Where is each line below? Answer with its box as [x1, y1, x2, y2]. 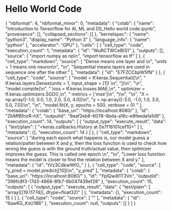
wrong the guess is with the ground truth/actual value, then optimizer [5, 145, 151, 151]
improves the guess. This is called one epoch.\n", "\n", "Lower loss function [5, 151, 165, 157]
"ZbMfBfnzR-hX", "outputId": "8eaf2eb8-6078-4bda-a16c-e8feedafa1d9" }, [5, 112, 166, 119]
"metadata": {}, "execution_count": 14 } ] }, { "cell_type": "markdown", [5, 129, 152, 135]
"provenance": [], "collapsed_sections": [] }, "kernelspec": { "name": [5, 31, 150, 37]
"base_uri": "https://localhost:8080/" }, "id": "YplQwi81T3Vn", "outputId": [5, 172, 160, 179]
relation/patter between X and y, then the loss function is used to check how [5, 140, 167, 146]
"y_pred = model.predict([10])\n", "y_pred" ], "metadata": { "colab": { [5, 167, 150, 174]
